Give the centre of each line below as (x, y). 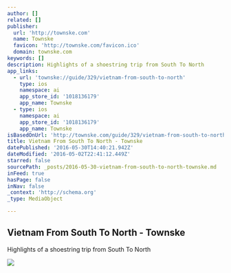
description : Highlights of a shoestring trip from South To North (106, 65)
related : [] (24, 20)
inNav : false (26, 186)
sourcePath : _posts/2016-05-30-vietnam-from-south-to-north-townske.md (112, 167)
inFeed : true (26, 173)
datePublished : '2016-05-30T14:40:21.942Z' (70, 148)
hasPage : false (29, 179)
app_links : (23, 71)
